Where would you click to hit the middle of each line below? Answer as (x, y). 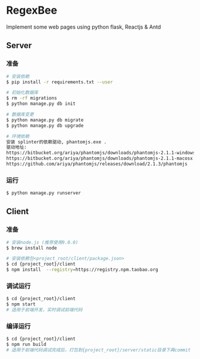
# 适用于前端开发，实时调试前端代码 (44, 310)
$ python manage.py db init (41, 104)
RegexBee (32, 10)
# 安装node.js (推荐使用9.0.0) (42, 242)
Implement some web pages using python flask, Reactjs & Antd (84, 27)
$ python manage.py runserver (44, 193)
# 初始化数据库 (22, 93)
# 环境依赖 (18, 136)
